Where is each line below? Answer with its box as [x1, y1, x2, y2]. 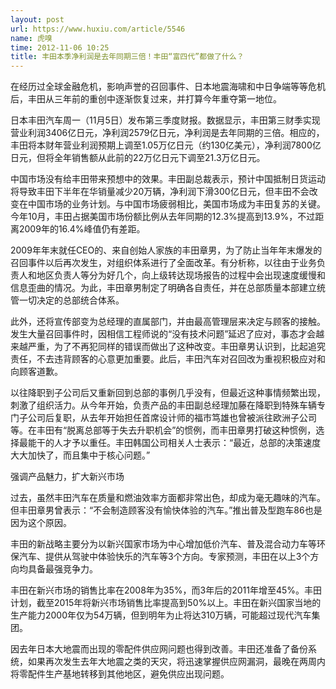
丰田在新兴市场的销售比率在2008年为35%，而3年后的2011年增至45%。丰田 [10, 584, 323, 596]
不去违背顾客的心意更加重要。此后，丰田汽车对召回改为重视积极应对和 [36, 353, 326, 365]
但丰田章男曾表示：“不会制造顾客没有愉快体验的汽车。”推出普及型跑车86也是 [10, 504, 323, 516]
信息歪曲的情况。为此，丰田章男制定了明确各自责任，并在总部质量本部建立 [10, 282, 317, 294]
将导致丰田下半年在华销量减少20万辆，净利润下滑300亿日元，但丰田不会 [10, 186, 310, 198]
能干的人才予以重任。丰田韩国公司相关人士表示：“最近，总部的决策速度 [27, 437, 322, 449]
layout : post [10, 14, 65, 25]
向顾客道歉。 [10, 366, 63, 378]
